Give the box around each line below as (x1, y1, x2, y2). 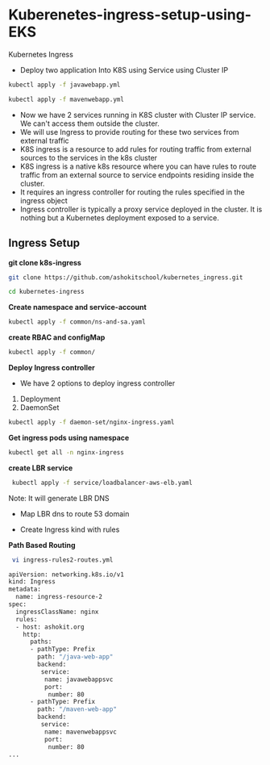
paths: (29, 637, 52, 646)
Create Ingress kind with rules (19, 525, 120, 534)
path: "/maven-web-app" (37, 705, 117, 713)
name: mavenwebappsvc (44, 728, 117, 736)
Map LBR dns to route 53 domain (19, 508, 130, 518)
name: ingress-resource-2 (15, 593, 103, 601)
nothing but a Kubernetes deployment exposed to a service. (19, 212, 219, 223)
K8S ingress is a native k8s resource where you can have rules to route (19, 161, 256, 171)
